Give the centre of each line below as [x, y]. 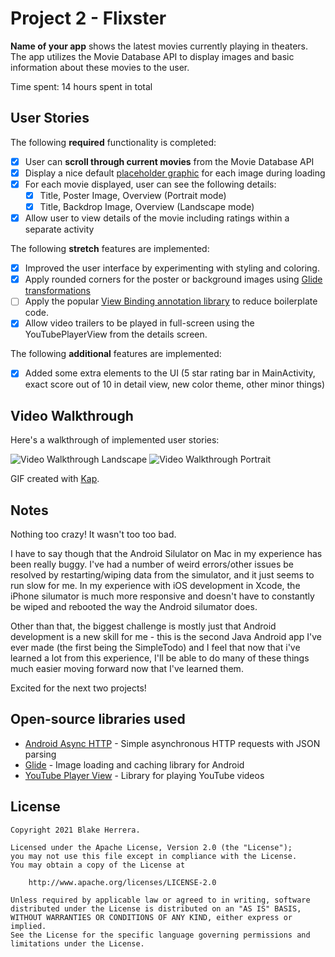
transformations [57, 291]
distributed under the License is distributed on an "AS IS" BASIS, [156, 908]
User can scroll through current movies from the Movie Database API [169, 161]
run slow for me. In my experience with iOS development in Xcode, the [155, 586]
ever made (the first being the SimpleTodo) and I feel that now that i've [155, 648]
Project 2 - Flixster [88, 18]
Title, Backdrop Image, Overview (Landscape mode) [147, 206]
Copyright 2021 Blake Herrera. [75, 830]
